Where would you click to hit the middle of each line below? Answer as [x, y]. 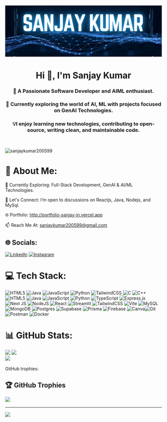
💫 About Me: [31, 171]
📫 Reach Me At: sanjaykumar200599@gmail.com [56, 225]
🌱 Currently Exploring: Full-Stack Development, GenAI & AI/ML [69, 185]
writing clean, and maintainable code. [93, 130]
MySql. [12, 205]
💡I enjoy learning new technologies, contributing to [75, 124]
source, [37, 130]
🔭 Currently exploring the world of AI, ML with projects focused [83, 104]
